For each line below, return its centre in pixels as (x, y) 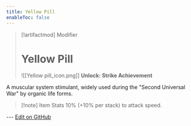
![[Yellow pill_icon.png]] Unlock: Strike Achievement (86, 75)
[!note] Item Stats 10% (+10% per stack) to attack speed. (91, 106)
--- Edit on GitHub (29, 117)
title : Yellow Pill (31, 12)
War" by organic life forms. (40, 93)
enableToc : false (28, 17)
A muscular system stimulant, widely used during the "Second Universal (96, 87)
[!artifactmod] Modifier (49, 34)
